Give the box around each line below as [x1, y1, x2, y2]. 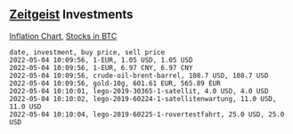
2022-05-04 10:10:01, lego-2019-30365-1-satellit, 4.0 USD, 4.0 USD [9, 86, 269, 96]
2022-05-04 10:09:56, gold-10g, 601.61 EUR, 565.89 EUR [9, 79, 221, 88]
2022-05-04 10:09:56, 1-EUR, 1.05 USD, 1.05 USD [9, 55, 193, 65]
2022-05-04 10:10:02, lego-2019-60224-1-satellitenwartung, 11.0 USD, [9, 94, 277, 103]
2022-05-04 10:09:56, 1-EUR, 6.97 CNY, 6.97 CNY [9, 63, 193, 72]
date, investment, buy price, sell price [9, 48, 166, 57]
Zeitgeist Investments [9, 7, 134, 22]
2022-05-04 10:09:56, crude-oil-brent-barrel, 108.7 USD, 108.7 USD [9, 71, 269, 80]
